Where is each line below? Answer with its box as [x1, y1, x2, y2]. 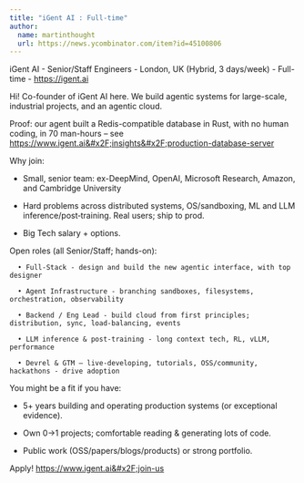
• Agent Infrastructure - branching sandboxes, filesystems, [17, 287, 255, 296]
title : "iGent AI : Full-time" [9, 13, 128, 23]
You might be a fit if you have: [9, 383, 122, 394]
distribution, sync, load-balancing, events [9, 319, 181, 328]
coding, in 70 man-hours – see [9, 128, 125, 139]
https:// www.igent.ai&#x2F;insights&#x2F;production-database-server [9, 138, 275, 149]
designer [9, 271, 43, 281]
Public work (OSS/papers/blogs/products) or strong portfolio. [22, 446, 253, 457]
